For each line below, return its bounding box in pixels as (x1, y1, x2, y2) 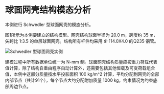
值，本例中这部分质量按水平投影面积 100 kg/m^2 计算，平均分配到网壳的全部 (5, 71, 160, 77)
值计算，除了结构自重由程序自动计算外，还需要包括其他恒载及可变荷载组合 (5, 65, 155, 71)
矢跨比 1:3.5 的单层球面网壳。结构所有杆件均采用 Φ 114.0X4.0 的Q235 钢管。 (5, 38, 159, 44)
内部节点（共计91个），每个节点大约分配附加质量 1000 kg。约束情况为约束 (5, 77, 153, 83)
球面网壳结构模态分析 (5, 4, 92, 16)
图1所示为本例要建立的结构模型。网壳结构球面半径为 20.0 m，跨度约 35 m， (5, 32, 158, 38)
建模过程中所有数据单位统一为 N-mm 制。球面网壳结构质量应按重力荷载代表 (5, 59, 158, 65)
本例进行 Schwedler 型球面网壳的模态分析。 (5, 22, 94, 27)
